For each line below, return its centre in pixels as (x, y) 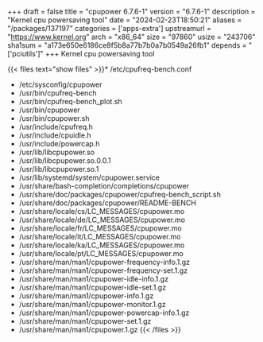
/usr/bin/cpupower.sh (54, 118)
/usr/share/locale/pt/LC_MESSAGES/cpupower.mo (101, 253)
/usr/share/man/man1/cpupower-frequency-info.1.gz (104, 262)
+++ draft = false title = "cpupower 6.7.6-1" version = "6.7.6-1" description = (131, 12)
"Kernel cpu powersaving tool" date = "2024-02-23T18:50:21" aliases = (125, 20)
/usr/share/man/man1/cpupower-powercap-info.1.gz (104, 313)
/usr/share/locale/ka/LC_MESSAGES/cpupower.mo (102, 245)
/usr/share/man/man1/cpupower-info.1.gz (86, 296)
